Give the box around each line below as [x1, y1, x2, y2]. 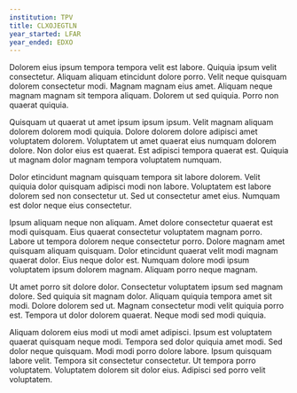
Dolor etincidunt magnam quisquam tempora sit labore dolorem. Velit [9, 172, 261, 183]
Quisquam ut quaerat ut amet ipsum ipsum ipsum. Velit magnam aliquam [9, 117, 274, 128]
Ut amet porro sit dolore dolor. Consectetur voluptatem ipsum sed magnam [9, 281, 284, 293]
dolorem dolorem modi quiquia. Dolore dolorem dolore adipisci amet [9, 126, 259, 138]
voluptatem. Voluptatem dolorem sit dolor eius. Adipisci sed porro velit [9, 365, 266, 375]
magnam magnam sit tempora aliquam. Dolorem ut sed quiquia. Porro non [9, 90, 279, 101]
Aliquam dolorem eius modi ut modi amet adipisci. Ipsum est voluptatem [9, 327, 272, 338]
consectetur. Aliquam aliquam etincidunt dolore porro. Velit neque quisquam [9, 72, 287, 83]
